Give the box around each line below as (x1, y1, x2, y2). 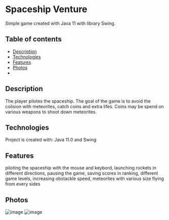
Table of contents (5, 35, 62, 43)
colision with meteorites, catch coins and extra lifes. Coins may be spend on (5, 103, 164, 109)
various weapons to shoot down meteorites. (5, 109, 97, 115)
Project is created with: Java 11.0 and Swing (5, 137, 97, 143)
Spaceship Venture (5, 4, 88, 15)
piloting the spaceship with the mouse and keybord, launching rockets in (5, 165, 157, 171)
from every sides (5, 181, 40, 187)
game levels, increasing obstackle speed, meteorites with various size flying (5, 175, 164, 182)
